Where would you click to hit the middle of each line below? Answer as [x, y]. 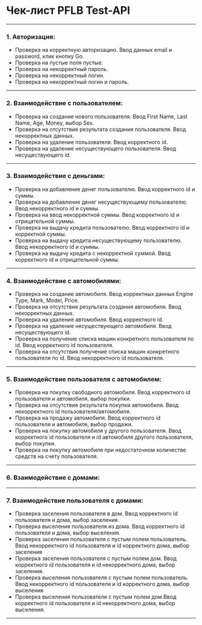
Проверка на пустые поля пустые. [59, 63]
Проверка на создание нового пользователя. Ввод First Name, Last [101, 116]
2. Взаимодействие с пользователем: [65, 103]
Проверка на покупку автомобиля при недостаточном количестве [100, 450]
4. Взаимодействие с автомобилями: [64, 281]
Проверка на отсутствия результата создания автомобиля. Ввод [98, 307]
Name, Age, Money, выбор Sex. [54, 123]
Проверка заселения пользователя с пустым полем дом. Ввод [96, 559]
